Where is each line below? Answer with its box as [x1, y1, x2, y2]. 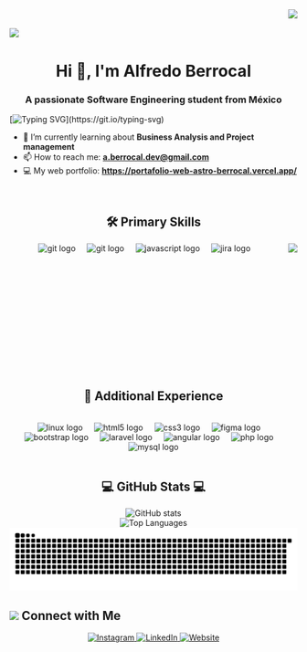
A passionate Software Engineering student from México [25, 93, 282, 106]
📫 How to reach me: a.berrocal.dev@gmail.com [22, 152, 210, 163]
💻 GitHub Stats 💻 [101, 478, 206, 494]
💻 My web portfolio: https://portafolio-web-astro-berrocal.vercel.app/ [22, 165, 297, 176]
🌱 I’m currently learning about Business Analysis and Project [22, 131, 255, 142]
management [22, 142, 75, 152]
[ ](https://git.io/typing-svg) [9, 114, 164, 125]
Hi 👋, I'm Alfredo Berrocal [56, 61, 251, 81]
